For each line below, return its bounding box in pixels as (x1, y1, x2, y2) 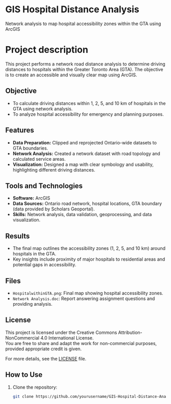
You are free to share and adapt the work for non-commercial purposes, (5, 340, 157, 346)
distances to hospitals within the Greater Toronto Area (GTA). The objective (5, 66, 163, 72)
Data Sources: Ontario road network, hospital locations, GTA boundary (12, 201, 162, 207)
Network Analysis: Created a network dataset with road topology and (12, 150, 161, 157)
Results (5, 231, 30, 240)
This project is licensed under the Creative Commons (5, 329, 117, 335)
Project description (5, 44, 88, 56)
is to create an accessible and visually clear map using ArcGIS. (5, 72, 137, 78)
